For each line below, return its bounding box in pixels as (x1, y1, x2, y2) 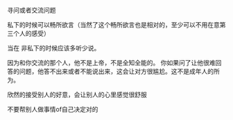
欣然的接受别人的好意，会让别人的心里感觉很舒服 (7, 90, 147, 99)
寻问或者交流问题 (7, 6, 56, 14)
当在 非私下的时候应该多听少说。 (7, 44, 101, 52)
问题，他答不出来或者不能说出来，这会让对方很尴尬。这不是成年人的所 (19, 68, 220, 75)
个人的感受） (12, 30, 50, 37)
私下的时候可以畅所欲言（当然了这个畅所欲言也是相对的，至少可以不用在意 (7, 21, 220, 29)
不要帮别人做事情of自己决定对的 (7, 106, 98, 113)
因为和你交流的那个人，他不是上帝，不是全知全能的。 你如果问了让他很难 (7, 59, 216, 67)
